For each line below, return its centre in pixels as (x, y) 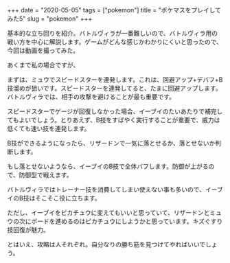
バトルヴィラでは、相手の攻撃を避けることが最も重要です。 (91, 97)
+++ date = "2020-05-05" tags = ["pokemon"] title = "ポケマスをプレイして (114, 10)
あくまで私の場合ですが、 (43, 65)
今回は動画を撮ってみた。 (43, 50)
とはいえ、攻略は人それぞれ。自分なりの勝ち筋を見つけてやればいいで (106, 244)
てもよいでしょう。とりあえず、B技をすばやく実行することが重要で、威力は (114, 120)
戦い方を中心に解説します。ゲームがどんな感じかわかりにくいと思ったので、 (115, 42)
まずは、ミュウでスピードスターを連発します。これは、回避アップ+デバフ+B (115, 80)
